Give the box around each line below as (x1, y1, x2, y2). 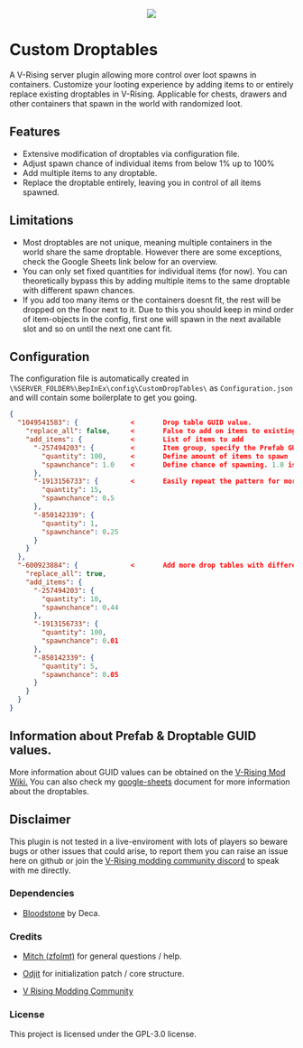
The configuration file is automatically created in (9, 373, 189, 384)
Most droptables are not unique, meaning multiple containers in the (22, 236, 272, 247)
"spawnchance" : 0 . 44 (41, 603, 119, 612)
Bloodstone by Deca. (22, 907, 101, 918)
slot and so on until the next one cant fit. (22, 323, 173, 334)
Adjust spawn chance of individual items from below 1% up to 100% (22, 158, 275, 169)
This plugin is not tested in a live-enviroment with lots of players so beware (9, 836, 289, 847)
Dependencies (9, 887, 75, 900)
